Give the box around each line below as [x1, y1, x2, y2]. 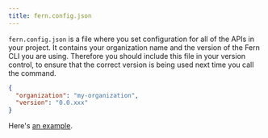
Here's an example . [8, 121, 73, 131]
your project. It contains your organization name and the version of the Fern [8, 42, 261, 52]
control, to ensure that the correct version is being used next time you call [8, 60, 254, 69]
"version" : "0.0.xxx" [15, 98, 89, 107]
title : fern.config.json [8, 11, 92, 20]
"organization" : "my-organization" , [15, 91, 139, 99]
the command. [8, 68, 57, 77]
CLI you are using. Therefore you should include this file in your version [8, 51, 246, 61]
